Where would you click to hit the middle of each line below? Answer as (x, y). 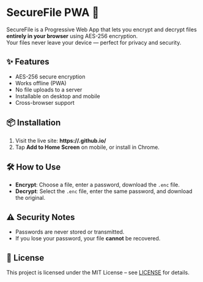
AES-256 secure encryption (50, 77)
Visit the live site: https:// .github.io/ (61, 140)
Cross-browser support (45, 102)
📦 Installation (34, 123)
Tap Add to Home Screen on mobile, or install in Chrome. (87, 147)
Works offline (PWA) (41, 83)
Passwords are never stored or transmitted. (70, 232)
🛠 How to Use (34, 167)
